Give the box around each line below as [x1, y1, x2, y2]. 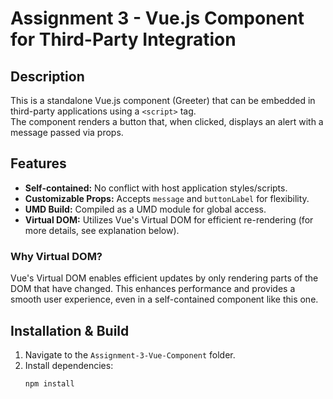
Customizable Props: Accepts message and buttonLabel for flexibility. [24, 192, 310, 204]
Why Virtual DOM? [10, 249, 103, 263]
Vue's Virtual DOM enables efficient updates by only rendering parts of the [10, 272, 319, 284]
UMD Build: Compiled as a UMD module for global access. [24, 203, 267, 215]
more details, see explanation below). [24, 224, 180, 236]
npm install [24, 378, 75, 389]
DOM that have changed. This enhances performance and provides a [10, 283, 296, 295]
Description [10, 68, 85, 85]
